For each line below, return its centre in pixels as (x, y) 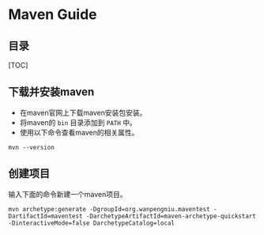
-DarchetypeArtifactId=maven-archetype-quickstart (171, 216)
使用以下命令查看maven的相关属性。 (79, 132)
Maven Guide (53, 15)
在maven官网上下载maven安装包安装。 (83, 112)
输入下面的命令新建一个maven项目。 (68, 194)
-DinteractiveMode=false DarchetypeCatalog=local (92, 223)
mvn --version (32, 147)
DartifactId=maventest (45, 216)
